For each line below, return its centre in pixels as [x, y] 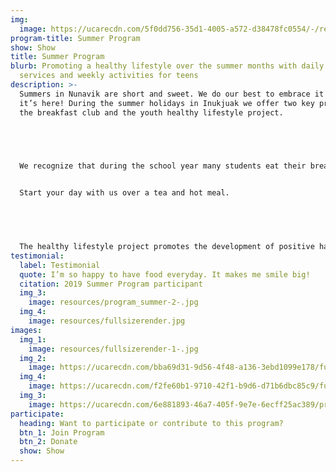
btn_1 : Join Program [62, 432]
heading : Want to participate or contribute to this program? [151, 423]
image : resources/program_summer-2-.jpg [113, 302]
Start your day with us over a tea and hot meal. [124, 193]
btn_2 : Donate [48, 442]
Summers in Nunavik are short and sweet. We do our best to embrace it [172, 94]
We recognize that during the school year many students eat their [163, 166]
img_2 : [33, 358]
